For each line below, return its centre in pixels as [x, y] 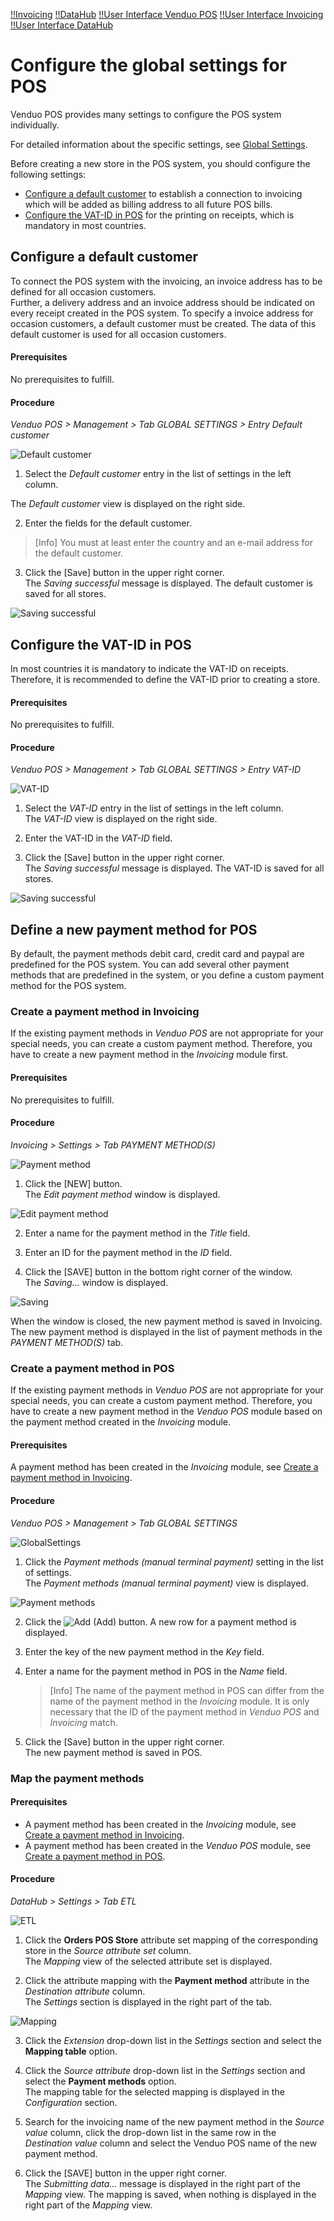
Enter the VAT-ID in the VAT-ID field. [98, 838]
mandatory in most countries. [85, 225]
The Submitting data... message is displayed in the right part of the [162, 2183]
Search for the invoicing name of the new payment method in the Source [174, 2121]
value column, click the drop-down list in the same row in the [150, 2132]
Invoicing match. [83, 1722]
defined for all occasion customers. [83, 291]
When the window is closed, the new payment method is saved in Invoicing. [166, 1321]
